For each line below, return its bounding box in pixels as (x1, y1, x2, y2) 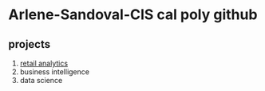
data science (19, 76, 63, 85)
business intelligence (19, 67, 90, 77)
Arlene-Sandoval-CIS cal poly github (8, 6, 258, 24)
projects (8, 38, 51, 51)
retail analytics (19, 58, 69, 68)
